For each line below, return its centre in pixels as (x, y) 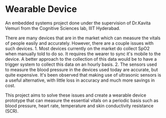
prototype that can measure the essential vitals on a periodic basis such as (82, 100)
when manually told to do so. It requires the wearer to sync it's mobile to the (83, 54)
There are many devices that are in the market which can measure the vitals (83, 38)
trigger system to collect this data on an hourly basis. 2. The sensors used (81, 64)
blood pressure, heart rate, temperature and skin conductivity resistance (80, 106)
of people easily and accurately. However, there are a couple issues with (80, 43)
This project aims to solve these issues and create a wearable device (76, 95)
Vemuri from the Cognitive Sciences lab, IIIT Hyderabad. (63, 28)
